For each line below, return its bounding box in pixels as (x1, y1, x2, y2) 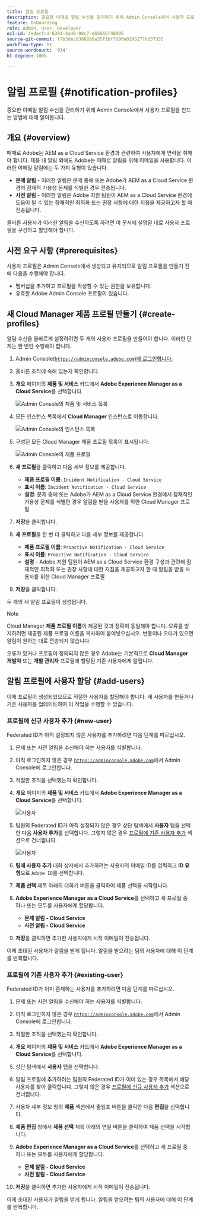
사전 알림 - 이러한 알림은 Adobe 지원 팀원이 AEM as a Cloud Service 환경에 (15, 192, 192, 199)
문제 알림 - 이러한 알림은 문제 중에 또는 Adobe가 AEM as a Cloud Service (15, 177, 188, 184)
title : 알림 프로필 (7, 8, 49, 15)
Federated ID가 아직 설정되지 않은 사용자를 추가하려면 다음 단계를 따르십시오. (7, 731, 186, 738)
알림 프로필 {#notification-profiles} (7, 85, 178, 98)
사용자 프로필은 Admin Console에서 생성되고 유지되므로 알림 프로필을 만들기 (7, 262, 183, 270)
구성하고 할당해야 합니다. (17, 227, 75, 234)
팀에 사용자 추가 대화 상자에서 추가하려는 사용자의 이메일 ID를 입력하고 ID (15, 862, 184, 869)
